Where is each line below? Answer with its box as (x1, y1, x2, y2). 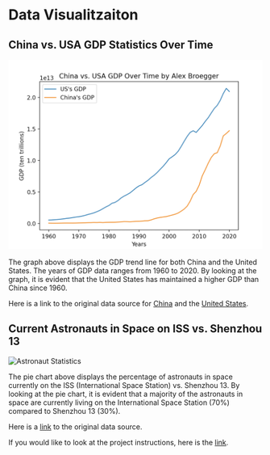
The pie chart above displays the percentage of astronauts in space (8, 372, 234, 381)
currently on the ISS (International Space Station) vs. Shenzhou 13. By (8, 380, 240, 390)
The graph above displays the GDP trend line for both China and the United (8, 257, 258, 268)
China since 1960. (8, 283, 68, 293)
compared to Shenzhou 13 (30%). (8, 406, 121, 415)
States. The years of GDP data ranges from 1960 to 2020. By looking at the (8, 266, 257, 276)
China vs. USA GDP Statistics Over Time (8, 38, 214, 52)
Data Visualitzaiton (8, 6, 139, 24)
